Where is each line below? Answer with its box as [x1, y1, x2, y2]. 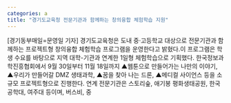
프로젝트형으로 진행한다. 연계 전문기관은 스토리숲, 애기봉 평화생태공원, [19, 79, 208, 87]
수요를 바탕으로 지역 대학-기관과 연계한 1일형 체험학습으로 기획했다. [14, 53, 195, 62]
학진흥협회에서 [7, 62, 47, 70]
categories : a [7, 10, 48, 17]
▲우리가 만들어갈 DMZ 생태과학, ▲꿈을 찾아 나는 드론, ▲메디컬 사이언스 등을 [7, 70, 216, 79]
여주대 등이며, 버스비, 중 [27, 87, 92, 96]
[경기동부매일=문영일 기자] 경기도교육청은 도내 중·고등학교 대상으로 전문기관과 [7, 36, 217, 45]
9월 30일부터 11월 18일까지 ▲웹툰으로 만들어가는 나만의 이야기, [48, 62, 218, 70]
